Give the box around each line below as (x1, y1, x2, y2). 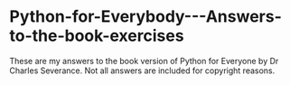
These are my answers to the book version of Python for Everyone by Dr (9, 55, 279, 66)
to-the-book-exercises (9, 25, 184, 46)
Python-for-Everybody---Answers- (9, 6, 283, 27)
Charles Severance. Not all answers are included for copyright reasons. (9, 65, 276, 76)
